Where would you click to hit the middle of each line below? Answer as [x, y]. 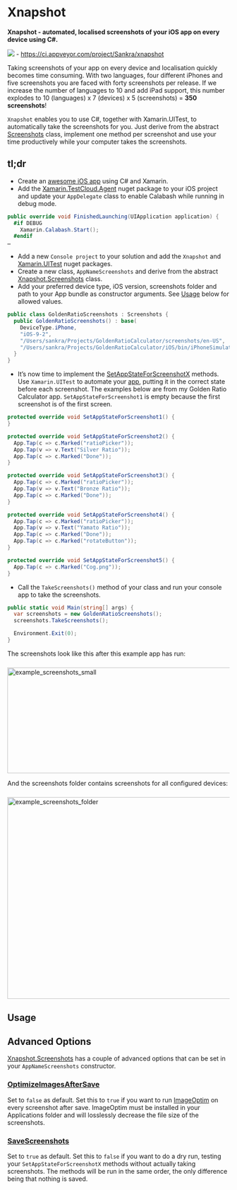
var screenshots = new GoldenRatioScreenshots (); [88, 614]
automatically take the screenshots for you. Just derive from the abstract [113, 126]
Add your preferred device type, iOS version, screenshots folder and [117, 287]
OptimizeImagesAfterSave [54, 1085]
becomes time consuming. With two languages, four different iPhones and [115, 75]
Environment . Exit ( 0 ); [45, 634]
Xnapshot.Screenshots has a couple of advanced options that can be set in [116, 1058]
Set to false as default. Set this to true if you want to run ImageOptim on [113, 1100]
